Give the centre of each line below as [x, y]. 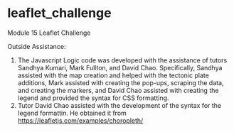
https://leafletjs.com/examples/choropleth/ [80, 120]
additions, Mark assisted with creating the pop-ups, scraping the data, [121, 82]
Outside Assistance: [37, 46]
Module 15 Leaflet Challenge [49, 33]
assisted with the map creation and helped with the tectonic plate [113, 75]
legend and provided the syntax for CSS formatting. [93, 98]
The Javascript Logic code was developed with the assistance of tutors [122, 60]
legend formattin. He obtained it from [72, 113]
